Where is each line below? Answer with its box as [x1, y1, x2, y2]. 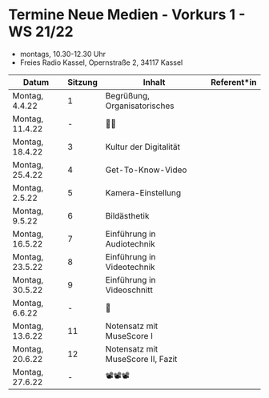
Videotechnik [105, 261, 155, 272]
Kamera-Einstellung [105, 187, 182, 198]
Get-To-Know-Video [105, 164, 187, 175]
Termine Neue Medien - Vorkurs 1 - [8, 6, 246, 24]
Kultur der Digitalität [105, 141, 181, 152]
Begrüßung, [105, 90, 151, 101]
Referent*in [211, 76, 257, 87]
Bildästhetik [105, 210, 150, 221]
